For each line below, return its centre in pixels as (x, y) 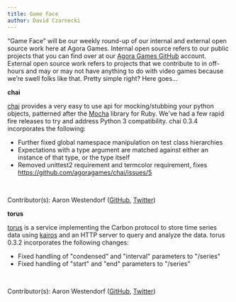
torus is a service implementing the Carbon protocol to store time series (112, 227)
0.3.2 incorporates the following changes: (68, 242)
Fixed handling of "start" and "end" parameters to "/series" (104, 264)
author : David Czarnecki (44, 21)
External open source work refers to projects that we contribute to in (107, 63)
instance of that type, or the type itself (73, 157)
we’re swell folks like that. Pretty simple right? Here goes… (93, 78)
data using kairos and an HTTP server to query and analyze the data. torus (116, 235)
